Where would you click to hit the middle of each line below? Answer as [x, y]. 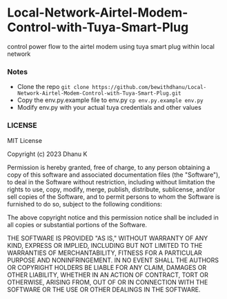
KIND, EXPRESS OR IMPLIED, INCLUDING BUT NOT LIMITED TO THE [105, 245]
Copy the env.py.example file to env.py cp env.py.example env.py [110, 100]
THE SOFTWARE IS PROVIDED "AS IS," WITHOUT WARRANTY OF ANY [108, 238]
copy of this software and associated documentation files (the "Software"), [114, 175]
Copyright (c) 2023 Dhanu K [47, 154]
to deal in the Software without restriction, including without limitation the [111, 182]
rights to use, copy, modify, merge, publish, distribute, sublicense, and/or [111, 189]
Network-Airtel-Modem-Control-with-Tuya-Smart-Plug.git [99, 94]
